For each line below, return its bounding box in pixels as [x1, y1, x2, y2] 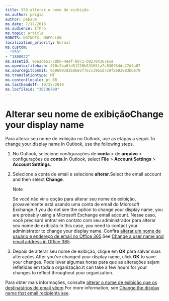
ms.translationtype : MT [5, 73, 55, 78]
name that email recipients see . [5, 290, 70, 296]
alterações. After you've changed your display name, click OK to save [12, 254, 156, 260]
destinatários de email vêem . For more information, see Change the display [5, 285, 160, 291]
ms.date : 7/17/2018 [5, 21, 46, 27]
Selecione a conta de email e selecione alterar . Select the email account [12, 171, 162, 177]
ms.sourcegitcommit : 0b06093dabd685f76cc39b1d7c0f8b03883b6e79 [5, 68, 141, 73]
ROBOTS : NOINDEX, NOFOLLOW [5, 36, 62, 41]
